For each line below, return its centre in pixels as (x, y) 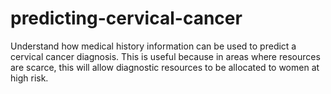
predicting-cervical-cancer (126, 18)
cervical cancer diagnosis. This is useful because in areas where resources (165, 56)
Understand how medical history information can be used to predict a (153, 46)
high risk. (29, 78)
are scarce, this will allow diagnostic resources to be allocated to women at (165, 67)
